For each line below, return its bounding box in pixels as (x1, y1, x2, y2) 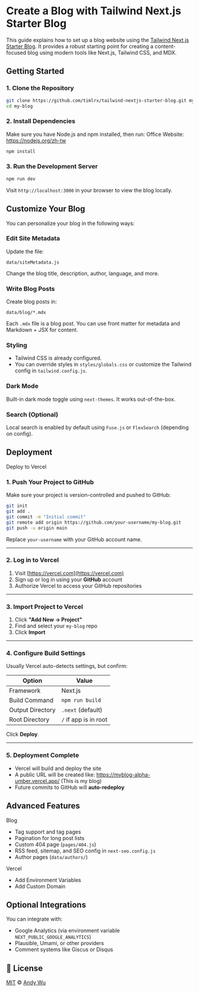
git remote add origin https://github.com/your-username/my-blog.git (6, 519, 182, 525)
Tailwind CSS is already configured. (14, 354, 102, 362)
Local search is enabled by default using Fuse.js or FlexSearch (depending (6, 424, 189, 431)
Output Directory (9, 706, 56, 714)
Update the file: (6, 248, 44, 255)
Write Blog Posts (6, 284, 55, 293)
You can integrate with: (6, 915, 63, 923)
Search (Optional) (6, 410, 59, 419)
